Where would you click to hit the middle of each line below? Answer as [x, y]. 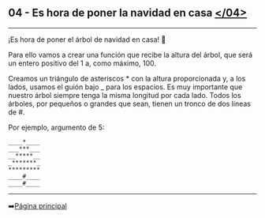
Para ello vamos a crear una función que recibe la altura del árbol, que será [131, 54]
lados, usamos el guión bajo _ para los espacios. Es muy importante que [125, 87]
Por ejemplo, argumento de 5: [56, 127]
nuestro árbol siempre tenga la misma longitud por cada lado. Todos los [125, 95]
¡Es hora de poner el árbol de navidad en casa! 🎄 [87, 39]
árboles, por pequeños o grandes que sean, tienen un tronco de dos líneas [129, 103]
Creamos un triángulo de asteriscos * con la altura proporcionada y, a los [127, 78]
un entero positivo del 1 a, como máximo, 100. [82, 63]
